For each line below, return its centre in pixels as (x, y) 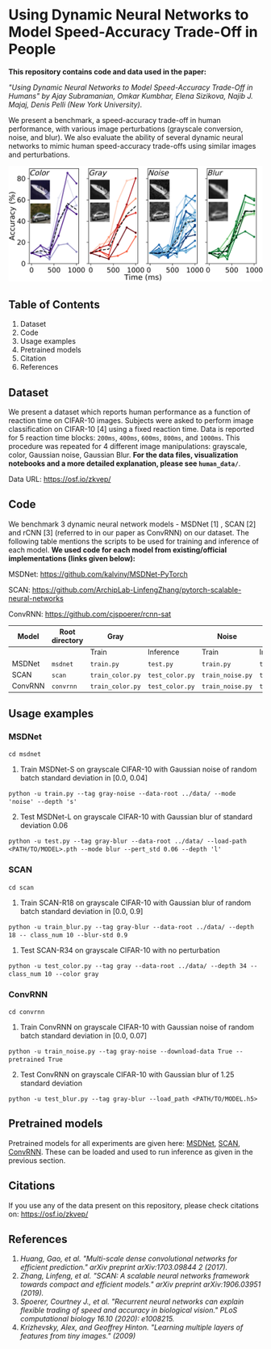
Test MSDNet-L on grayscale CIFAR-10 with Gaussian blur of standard (136, 817)
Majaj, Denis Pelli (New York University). (75, 104)
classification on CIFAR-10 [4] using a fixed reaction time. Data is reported (131, 429)
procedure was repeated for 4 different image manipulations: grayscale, (128, 446)
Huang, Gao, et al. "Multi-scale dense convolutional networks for (129, 1258)
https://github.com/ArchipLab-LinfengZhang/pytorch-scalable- (137, 590)
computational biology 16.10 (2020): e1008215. (97, 1319)
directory (67, 641)
